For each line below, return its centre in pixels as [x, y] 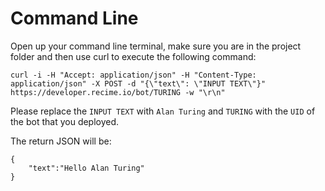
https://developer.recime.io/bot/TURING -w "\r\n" [118, 92]
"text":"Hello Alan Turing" [86, 168]
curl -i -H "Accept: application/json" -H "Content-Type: [133, 75]
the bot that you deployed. [65, 121]
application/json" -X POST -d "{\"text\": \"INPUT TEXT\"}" [138, 83]
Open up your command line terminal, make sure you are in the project [156, 46]
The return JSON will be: [61, 141]
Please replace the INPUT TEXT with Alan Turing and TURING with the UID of [163, 111]
